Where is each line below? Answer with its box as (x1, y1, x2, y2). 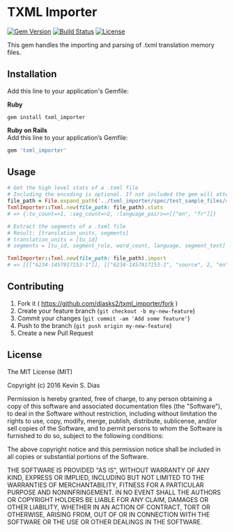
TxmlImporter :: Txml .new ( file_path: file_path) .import (7, 255, 167, 262)
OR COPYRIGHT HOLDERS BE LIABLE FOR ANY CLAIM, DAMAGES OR (7, 495, 209, 503)
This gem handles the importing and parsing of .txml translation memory (7, 40, 214, 49)
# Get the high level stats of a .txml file (7, 185, 139, 191)
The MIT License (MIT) (7, 367, 73, 376)
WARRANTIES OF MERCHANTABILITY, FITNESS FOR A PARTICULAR (7, 480, 204, 489)
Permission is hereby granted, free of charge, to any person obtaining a (7, 394, 212, 402)
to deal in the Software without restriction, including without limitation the (7, 409, 217, 418)
